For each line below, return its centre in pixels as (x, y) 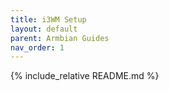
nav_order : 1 (37, 47)
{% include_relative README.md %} (85, 76)
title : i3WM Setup (48, 19)
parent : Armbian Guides (60, 38)
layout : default (44, 29)
